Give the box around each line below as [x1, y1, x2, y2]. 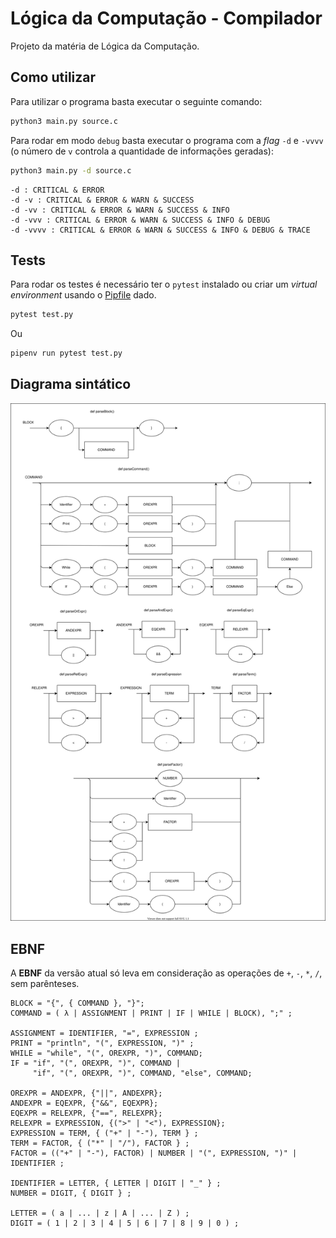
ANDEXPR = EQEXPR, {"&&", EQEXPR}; [10, 1098, 159, 1109]
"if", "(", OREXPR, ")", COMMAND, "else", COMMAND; [32, 1068, 253, 1079]
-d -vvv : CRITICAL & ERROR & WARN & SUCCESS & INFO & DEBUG [10, 215, 271, 225]
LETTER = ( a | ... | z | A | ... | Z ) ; [10, 1208, 190, 1219]
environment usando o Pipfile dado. [10, 289, 157, 301]
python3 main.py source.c [10, 116, 118, 126]
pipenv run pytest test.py [10, 348, 123, 359]
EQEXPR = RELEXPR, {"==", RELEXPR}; [10, 1108, 163, 1119]
